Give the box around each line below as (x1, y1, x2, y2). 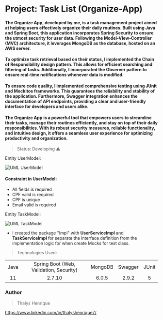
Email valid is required (12, 202, 56, 208)
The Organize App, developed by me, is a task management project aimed (5, 19, 157, 25)
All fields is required (12, 186, 52, 192)
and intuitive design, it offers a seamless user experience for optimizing (5, 130, 153, 136)
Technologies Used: (16, 250, 57, 256)
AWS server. (5, 45, 31, 51)
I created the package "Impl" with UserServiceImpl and (12, 230, 124, 236)
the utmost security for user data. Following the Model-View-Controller (5, 35, 152, 41)
